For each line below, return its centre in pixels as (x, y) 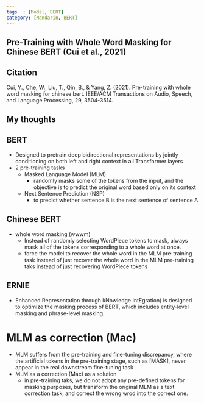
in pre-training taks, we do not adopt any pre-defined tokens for (104, 380)
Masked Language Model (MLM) (65, 174)
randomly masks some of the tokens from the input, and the (108, 180)
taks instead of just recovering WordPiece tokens (86, 266)
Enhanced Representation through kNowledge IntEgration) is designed (104, 300)
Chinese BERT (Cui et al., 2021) (66, 52)
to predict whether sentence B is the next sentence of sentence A (116, 200)
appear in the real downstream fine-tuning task (74, 368)
